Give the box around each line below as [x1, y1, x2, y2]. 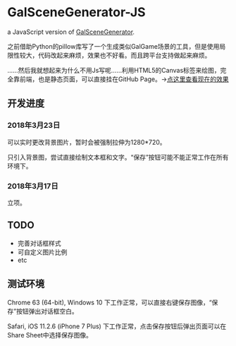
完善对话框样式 [17, 239, 61, 247]
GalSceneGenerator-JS [7, 4, 146, 20]
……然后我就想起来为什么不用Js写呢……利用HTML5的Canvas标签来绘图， [7, 66, 221, 74]
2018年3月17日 [7, 181, 58, 191]
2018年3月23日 [7, 121, 61, 131]
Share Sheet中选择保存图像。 [7, 330, 93, 339]
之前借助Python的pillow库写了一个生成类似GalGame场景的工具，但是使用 [7, 42, 220, 50]
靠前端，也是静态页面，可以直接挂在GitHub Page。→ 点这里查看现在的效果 [13, 75, 229, 83]
